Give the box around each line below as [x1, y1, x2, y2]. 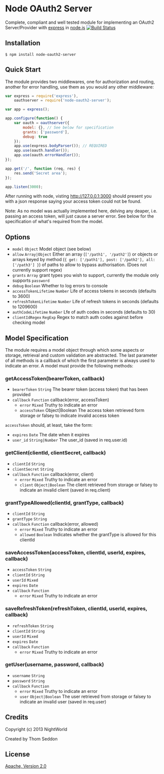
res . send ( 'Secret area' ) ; [14, 171, 68, 176]
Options [5, 233, 31, 241]
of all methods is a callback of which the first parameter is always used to [5, 358, 155, 364]
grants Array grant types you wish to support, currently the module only [12, 273, 159, 278]
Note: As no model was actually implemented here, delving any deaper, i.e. [5, 208, 158, 214]
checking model [12, 319, 45, 325]
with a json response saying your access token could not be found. [5, 198, 142, 204]
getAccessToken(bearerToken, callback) [5, 375, 105, 382]
